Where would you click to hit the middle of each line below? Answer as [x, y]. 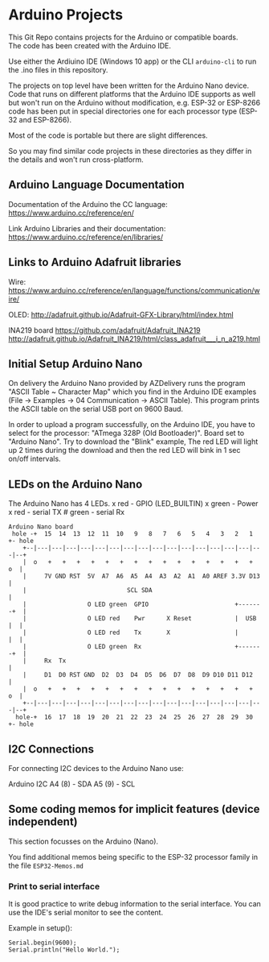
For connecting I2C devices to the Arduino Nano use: [96, 768]
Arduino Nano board [41, 527]
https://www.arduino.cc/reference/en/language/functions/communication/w [134, 290]
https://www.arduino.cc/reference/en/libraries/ [86, 237]
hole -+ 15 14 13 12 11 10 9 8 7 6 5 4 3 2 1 [132, 534]
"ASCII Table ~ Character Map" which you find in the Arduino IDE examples [132, 392]
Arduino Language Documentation [96, 185]
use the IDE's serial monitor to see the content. [86, 913]
